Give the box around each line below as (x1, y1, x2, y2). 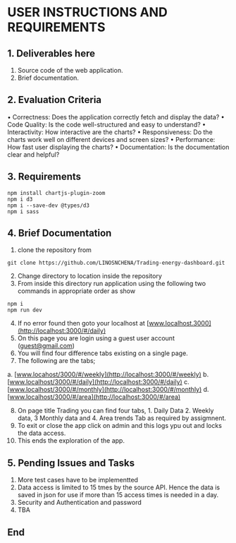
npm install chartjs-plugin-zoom (7, 189, 106, 196)
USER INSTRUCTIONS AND (7, 4, 168, 20)
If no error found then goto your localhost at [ (17, 319, 149, 328)
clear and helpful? (7, 150, 60, 159)
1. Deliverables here (7, 47, 95, 59)
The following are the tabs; (17, 357, 96, 365)
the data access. (17, 429, 66, 438)
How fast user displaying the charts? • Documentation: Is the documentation (7, 143, 230, 151)
